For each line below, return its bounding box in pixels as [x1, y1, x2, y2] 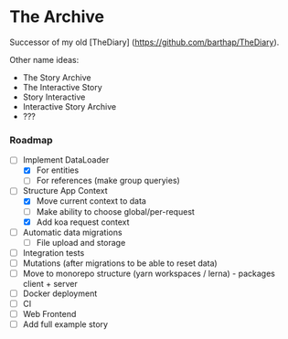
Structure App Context [22, 185, 108, 196]
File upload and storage [36, 237, 126, 248]
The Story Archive [22, 71, 91, 83]
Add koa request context [36, 217, 130, 228]
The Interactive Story [22, 81, 102, 92]
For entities [36, 164, 80, 175]
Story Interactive [22, 91, 86, 102]
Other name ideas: [9, 54, 80, 65]
